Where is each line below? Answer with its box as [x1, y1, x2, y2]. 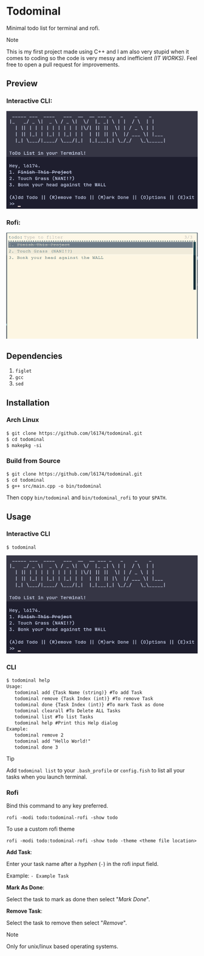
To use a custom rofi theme [6, 825, 75, 833]
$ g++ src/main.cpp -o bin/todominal [6, 483, 102, 490]
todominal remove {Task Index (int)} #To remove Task [14, 695, 154, 702]
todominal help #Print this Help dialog [14, 719, 118, 726]
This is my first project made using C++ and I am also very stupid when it [6, 47, 189, 55]
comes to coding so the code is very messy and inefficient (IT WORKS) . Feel [6, 54, 197, 61]
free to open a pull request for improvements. [6, 61, 120, 68]
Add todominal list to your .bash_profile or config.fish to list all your [6, 766, 185, 774]
